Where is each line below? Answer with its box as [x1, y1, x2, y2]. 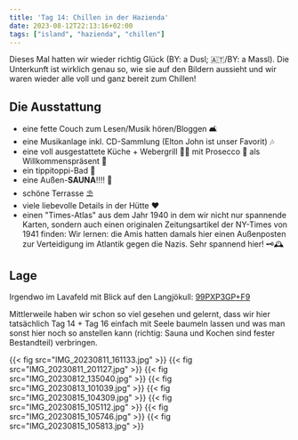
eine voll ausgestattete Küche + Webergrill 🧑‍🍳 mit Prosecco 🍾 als [21, 146, 261, 157]
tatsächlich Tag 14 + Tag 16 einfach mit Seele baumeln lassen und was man [9, 318, 286, 329]
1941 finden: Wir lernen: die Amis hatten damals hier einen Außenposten [21, 229, 286, 240]
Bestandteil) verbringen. [9, 338, 98, 347]
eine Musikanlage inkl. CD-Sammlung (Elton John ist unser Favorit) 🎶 [21, 136, 275, 147]
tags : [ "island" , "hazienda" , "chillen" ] [9, 29, 165, 38]
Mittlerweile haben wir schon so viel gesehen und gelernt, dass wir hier [9, 309, 271, 319]
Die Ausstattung [9, 99, 102, 114]
